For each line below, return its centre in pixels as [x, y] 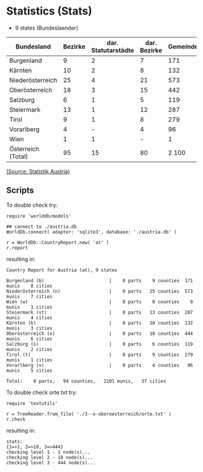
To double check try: [32, 205]
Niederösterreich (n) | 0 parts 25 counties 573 [100, 291]
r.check [16, 419]
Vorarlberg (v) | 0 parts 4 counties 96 [100, 365]
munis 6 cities [29, 339]
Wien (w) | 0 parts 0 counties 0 [100, 302]
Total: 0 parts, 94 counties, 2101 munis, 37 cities [86, 381]
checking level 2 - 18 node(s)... [50, 457]
